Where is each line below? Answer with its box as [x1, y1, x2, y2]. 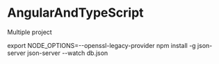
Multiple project [7, 28, 52, 36]
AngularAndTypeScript [7, 5, 144, 21]
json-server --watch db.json [27, 49, 108, 57]
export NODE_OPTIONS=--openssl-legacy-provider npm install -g [7, 41, 196, 49]
